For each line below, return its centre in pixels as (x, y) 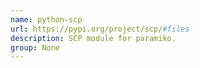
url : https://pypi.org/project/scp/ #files (100, 29)
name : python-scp (46, 19)
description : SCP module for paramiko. (93, 38)
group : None (35, 47)
